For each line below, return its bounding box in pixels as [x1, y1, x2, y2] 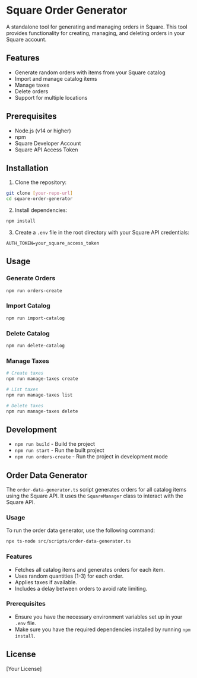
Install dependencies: [14, 207, 68, 214]
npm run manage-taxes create [6, 376, 78, 382]
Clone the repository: [14, 179, 67, 186]
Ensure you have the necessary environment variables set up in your [14, 613, 183, 620]
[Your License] [6, 665, 42, 672]
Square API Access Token [14, 146, 78, 153]
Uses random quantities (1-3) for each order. [14, 572, 124, 579]
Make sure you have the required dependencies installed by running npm [14, 626, 191, 633]
